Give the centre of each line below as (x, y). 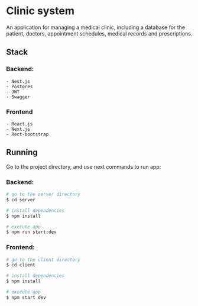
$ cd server (21, 199)
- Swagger (18, 97)
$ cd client (21, 265)
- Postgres (20, 86)
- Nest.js (18, 81)
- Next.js (18, 129)
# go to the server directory (43, 194)
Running (22, 152)
